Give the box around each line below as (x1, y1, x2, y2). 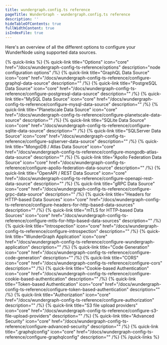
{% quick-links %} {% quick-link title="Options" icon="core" (5, 59, 129, 65)
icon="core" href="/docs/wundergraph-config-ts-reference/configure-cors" (5, 260, 163, 266)
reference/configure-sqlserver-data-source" (5, 138, 97, 144)
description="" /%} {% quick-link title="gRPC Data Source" (33, 181, 155, 187)
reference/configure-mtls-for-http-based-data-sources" (5, 218, 121, 224)
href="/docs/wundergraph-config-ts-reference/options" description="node (5, 64, 161, 70)
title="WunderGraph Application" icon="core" (13, 233, 108, 239)
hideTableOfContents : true (5, 21, 61, 26)
